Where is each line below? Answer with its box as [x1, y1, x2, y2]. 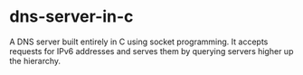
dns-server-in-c [9, 6, 134, 27]
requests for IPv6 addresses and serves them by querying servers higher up [9, 45, 294, 56]
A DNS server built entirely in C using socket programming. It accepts [9, 36, 269, 47]
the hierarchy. [9, 55, 62, 66]
